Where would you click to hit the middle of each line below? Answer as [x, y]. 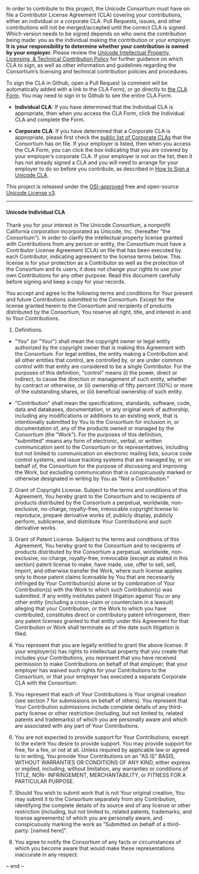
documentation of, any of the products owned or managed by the [94, 428]
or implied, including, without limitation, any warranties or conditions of [101, 769]
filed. [21, 634]
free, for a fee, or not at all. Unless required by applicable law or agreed [102, 750]
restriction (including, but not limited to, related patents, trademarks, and [103, 812]
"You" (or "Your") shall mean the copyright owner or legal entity [92, 341]
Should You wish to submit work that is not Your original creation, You [100, 793]
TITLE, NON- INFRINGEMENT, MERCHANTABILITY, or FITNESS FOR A [100, 775]
